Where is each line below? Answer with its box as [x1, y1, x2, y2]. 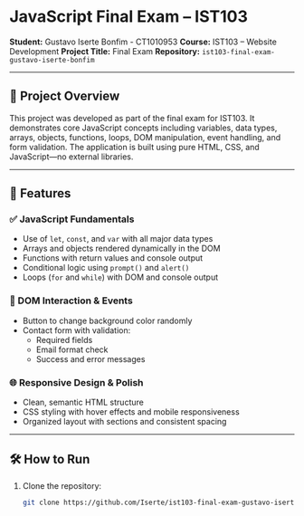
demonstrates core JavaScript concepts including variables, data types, [9, 122, 278, 133]
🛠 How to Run [9, 452, 90, 467]
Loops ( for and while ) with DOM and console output [22, 272, 219, 282]
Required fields [35, 334, 93, 345]
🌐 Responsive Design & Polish [9, 376, 144, 388]
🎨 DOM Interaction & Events [9, 294, 133, 307]
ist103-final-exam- [202, 47, 276, 56]
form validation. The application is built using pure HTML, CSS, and [9, 141, 260, 152]
